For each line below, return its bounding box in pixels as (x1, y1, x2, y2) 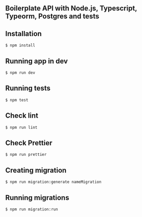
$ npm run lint (5, 125, 38, 130)
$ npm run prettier (5, 152, 47, 157)
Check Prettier (5, 139, 53, 147)
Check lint (5, 112, 38, 120)
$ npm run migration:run (5, 207, 58, 212)
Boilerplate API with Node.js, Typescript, (5, 4, 137, 13)
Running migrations (5, 193, 69, 202)
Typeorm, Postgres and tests (5, 12, 100, 21)
